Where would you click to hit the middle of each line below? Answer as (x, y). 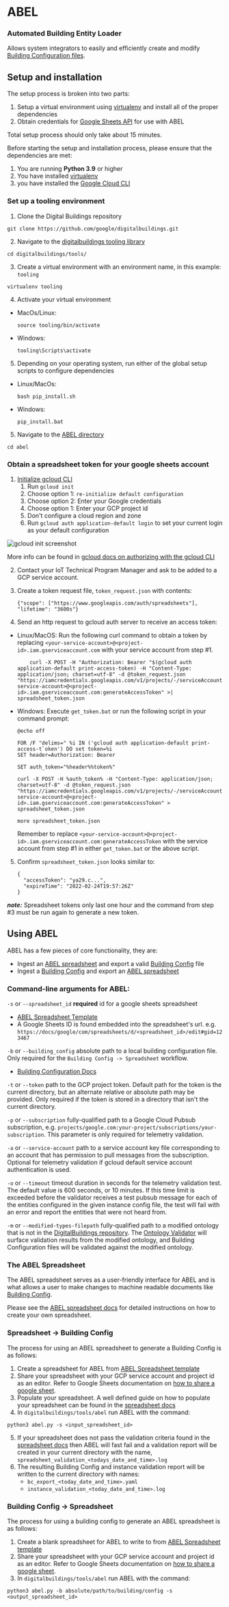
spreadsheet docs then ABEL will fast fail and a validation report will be (117, 1444)
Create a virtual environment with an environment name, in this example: (119, 267)
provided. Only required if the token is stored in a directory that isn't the (108, 1099)
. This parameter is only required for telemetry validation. (124, 1134)
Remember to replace (48, 834)
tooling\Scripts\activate (54, 351)
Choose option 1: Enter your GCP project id (87, 508)
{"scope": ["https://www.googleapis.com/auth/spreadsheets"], (107, 603)
